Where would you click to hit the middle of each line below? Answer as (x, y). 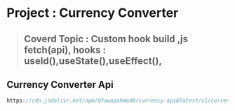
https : (16, 101)
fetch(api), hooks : (65, 50)
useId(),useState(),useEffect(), (93, 61)
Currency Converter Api (60, 85)
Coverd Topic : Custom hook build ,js (106, 39)
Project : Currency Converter (93, 13)
